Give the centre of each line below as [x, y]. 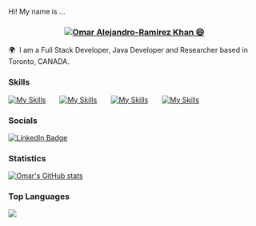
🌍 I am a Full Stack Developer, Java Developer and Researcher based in [128, 50]
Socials [23, 121]
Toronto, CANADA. [39, 61]
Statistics [27, 158]
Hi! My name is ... [37, 12]
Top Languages [39, 196]
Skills [19, 82]
